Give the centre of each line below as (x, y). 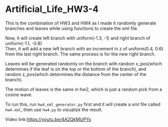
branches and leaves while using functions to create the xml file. (72, 28)
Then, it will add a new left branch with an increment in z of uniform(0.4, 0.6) (85, 48)
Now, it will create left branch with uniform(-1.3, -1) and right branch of (78, 38)
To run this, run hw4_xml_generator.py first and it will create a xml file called (83, 104)
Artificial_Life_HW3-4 (52, 9)
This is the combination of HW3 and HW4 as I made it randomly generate (81, 23)
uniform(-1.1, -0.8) (24, 43)
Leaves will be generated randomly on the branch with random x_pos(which (83, 63)
